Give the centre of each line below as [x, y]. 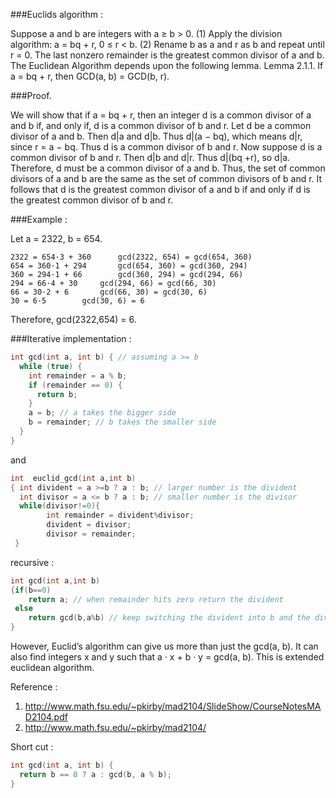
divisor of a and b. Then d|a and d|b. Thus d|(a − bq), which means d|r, [156, 136]
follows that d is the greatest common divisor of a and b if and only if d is [160, 189]
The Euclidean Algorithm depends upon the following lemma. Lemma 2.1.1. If [167, 65]
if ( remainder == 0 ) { [75, 385]
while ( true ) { [51, 366]
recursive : [32, 562]
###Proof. [31, 95]
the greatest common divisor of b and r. [92, 200]
